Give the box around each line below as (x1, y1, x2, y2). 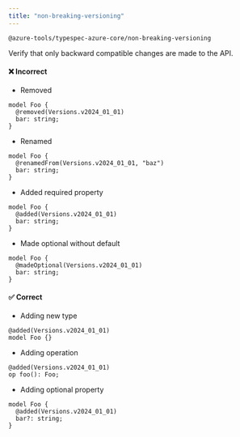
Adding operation (19, 348, 78, 358)
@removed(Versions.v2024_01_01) (15, 108, 125, 116)
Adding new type (19, 311, 78, 320)
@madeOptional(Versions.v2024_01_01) (15, 261, 143, 269)
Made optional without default (19, 238, 120, 248)
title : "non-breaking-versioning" (8, 11, 125, 20)
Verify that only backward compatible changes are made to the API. (8, 48, 234, 57)
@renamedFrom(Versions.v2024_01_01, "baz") (15, 159, 164, 167)
